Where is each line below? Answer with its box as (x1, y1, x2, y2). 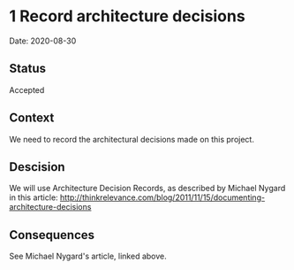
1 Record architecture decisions (9, 6, 245, 27)
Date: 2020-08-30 (9, 35, 77, 46)
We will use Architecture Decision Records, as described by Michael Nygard (9, 183, 286, 194)
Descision (9, 159, 65, 174)
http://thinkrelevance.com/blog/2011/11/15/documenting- (60, 192, 266, 203)
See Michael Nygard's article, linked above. (9, 251, 167, 262)
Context (9, 111, 55, 126)
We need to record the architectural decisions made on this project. (9, 134, 254, 144)
